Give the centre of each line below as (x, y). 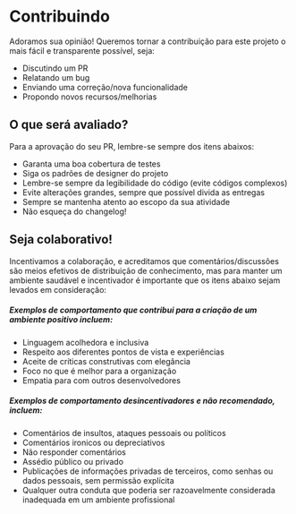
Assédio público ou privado (72, 461)
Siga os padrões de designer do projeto (95, 173)
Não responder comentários (74, 452)
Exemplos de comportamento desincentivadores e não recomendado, (142, 401)
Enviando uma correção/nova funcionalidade (105, 87)
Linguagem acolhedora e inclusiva (85, 342)
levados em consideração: (58, 289)
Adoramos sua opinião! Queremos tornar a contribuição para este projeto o (148, 41)
